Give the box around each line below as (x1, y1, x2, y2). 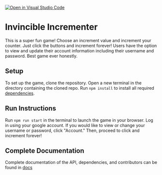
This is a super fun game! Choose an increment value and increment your (5, 37, 151, 43)
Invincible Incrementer (5, 22, 98, 32)
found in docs (5, 165, 33, 171)
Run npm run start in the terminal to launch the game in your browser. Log (5, 117, 153, 123)
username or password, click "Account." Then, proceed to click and (5, 127, 140, 133)
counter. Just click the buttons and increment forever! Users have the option (5, 43, 157, 48)
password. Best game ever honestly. (5, 53, 78, 59)
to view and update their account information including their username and (5, 48, 154, 53)
